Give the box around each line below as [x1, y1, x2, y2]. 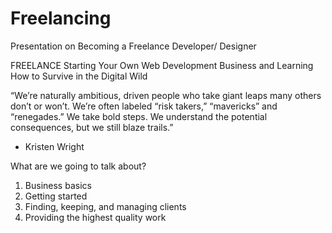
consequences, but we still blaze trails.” [10, 121, 174, 133]
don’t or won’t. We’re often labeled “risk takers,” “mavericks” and [10, 100, 278, 112]
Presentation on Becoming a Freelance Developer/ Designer [10, 40, 257, 52]
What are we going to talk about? [10, 160, 147, 172]
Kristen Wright [24, 140, 85, 152]
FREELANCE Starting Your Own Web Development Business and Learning [10, 59, 314, 71]
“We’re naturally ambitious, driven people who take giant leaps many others [10, 89, 322, 101]
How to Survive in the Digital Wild [10, 70, 148, 82]
